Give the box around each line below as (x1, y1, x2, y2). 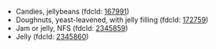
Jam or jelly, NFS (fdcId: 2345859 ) (15, 24, 128, 32)
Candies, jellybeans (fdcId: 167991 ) (15, 7, 130, 16)
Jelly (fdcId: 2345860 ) (15, 32, 89, 41)
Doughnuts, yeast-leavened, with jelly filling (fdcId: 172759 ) (15, 15, 209, 24)
